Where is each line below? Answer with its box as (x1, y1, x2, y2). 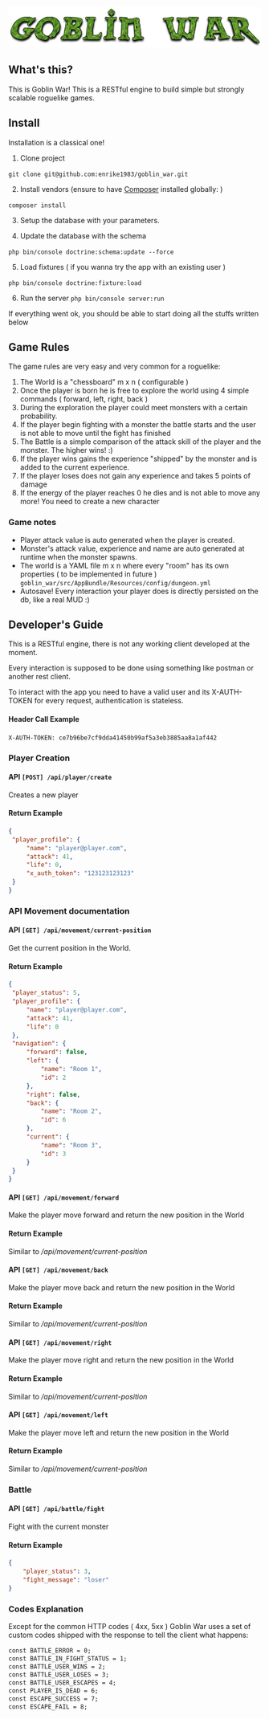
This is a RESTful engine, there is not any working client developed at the (8, 639, 251, 649)
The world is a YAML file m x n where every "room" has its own (19, 560, 229, 570)
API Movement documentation (8, 905, 130, 916)
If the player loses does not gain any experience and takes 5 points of (19, 471, 251, 481)
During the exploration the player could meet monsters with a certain (19, 403, 248, 413)
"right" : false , (26, 1090, 81, 1098)
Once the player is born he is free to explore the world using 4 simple (19, 385, 250, 396)
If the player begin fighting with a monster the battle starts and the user (19, 420, 256, 430)
